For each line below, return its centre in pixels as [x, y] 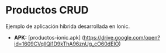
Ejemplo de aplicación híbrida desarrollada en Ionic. [68, 26]
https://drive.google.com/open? [122, 37]
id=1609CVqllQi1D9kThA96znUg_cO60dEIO [66, 44]
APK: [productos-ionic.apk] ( [49, 37]
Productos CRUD [47, 10]
